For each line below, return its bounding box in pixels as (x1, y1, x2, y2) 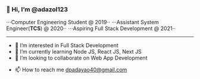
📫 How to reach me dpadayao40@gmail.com (14, 66, 127, 73)
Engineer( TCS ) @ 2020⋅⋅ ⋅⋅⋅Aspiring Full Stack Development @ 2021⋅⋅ (6, 25, 176, 32)
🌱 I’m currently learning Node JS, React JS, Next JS (14, 48, 142, 55)
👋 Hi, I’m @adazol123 (6, 5, 68, 14)
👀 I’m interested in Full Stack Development (14, 42, 119, 49)
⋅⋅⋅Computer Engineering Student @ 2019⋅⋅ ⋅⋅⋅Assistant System (6, 19, 160, 26)
